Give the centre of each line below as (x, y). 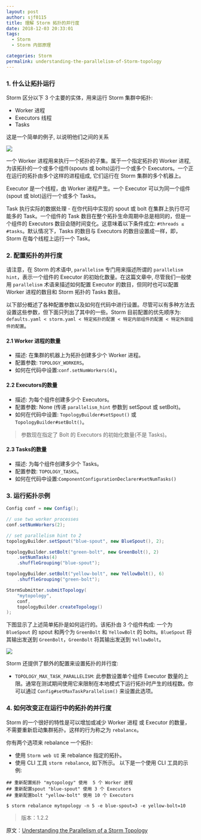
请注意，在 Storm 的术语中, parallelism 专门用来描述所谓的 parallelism (95, 270)
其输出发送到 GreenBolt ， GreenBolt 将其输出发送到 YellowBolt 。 (85, 640)
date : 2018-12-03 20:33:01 (40, 28)
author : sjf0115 (26, 17)
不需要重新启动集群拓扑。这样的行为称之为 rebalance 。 (74, 729)
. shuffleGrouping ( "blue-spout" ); (59, 563)
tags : (13, 34)
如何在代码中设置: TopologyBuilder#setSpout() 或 (75, 414)
